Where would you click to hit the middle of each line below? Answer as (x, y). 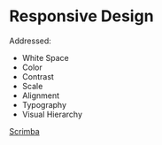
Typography (44, 104)
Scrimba (24, 131)
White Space (45, 57)
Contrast (38, 76)
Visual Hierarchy (52, 114)
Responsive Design (81, 16)
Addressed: (30, 41)
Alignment (41, 95)
